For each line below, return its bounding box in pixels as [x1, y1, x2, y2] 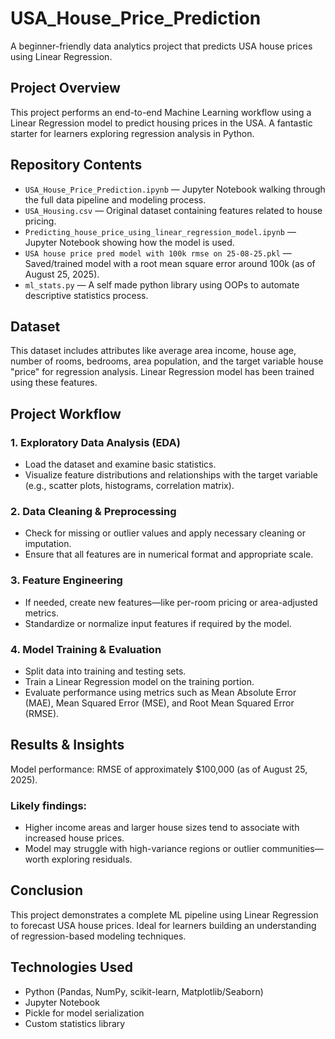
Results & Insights [10, 737, 125, 754]
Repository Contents [10, 157, 143, 174]
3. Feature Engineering [10, 573, 123, 587]
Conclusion [10, 882, 84, 899]
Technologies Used [10, 959, 133, 976]
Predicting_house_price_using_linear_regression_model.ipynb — [24, 225, 297, 237]
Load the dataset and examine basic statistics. [24, 458, 217, 471]
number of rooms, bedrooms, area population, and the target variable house [10, 355, 324, 367]
